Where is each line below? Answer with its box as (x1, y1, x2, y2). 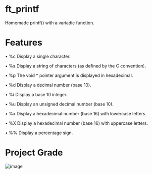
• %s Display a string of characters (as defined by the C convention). (5, 63, 146, 69)
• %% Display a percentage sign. (5, 130, 73, 136)
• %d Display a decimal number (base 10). (5, 82, 92, 88)
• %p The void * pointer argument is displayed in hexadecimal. (5, 72, 133, 78)
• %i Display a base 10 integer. (5, 91, 68, 97)
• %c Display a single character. (5, 53, 71, 59)
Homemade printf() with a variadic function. (5, 20, 95, 26)
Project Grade (5, 147, 63, 158)
